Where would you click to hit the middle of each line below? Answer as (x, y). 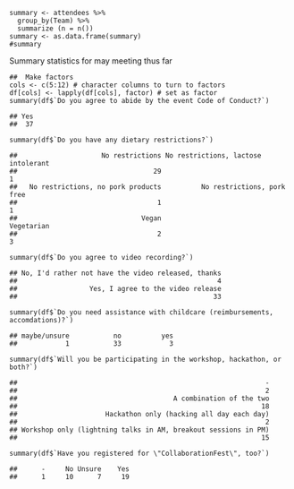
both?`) (24, 367)
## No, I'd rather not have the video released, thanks (115, 273)
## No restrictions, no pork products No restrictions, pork (147, 187)
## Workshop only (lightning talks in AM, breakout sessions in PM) (139, 430)
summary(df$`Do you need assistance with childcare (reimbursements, (142, 313)
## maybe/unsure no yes (92, 336)
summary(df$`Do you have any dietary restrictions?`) (112, 140)
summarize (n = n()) (55, 29)
